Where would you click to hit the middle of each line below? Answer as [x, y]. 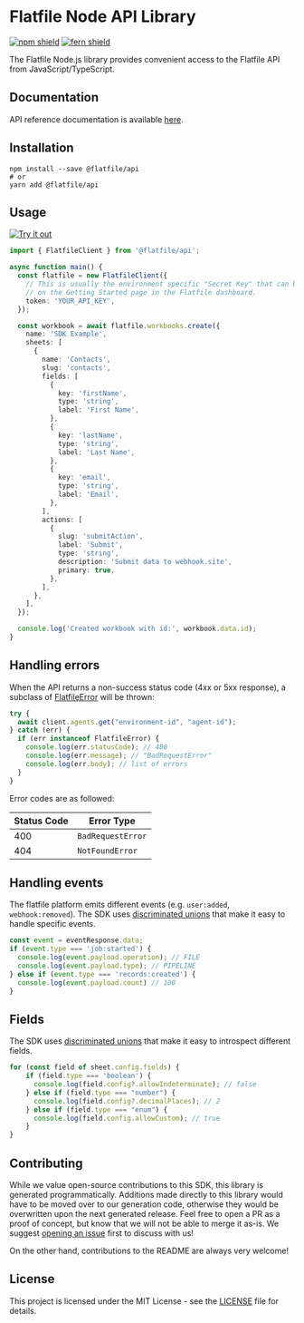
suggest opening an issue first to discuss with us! [102, 1233]
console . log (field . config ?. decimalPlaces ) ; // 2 [127, 1101]
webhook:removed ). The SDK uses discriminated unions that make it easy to [147, 914]
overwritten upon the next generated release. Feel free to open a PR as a [145, 1214]
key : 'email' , [84, 478]
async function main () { [56, 268]
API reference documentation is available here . [96, 119]
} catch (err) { [40, 730]
